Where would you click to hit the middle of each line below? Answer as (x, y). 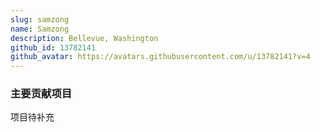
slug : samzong (40, 19)
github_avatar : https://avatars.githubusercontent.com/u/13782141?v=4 (160, 57)
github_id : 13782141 (53, 47)
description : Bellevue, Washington (84, 38)
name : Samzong (40, 29)
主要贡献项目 (41, 94)
